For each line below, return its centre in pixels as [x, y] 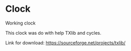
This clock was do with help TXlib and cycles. [53, 33]
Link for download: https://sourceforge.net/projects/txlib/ [65, 43]
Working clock [20, 23]
